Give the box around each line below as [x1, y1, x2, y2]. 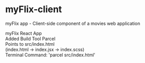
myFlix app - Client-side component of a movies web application [5, 20, 140, 26]
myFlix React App [5, 30, 42, 36]
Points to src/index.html [5, 41, 55, 47]
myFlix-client [5, 4, 62, 15]
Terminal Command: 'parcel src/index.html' [5, 52, 95, 58]
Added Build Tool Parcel [5, 36, 56, 42]
